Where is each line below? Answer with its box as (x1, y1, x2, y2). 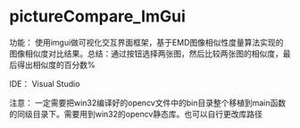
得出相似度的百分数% (16, 59, 96, 70)
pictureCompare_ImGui (9, 6, 186, 27)
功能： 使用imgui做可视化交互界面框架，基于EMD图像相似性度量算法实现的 (9, 37, 284, 47)
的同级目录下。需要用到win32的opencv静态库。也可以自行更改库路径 (9, 108, 263, 119)
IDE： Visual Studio (9, 78, 80, 89)
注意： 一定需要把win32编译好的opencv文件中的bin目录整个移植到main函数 (9, 97, 287, 108)
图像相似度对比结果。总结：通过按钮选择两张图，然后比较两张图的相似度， (9, 47, 283, 59)
